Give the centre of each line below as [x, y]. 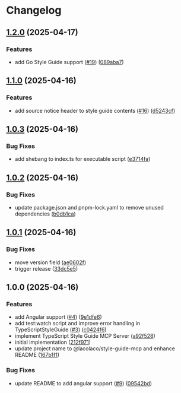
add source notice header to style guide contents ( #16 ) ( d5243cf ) [95, 110]
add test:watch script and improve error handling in [77, 324]
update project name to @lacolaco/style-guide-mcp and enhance [95, 348]
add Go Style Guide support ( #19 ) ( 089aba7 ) [69, 62]
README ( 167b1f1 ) [37, 355]
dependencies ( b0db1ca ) [45, 214]
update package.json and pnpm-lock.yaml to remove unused [89, 207]
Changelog [34, 10]
